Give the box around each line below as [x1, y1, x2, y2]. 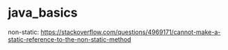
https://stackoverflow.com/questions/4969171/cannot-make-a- [40, 28, 221, 36]
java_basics [8, 5, 79, 21]
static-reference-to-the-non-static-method [8, 35, 131, 43]
